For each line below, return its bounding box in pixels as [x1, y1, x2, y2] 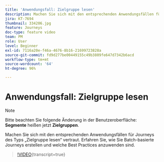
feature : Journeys [5, 25, 42, 30]
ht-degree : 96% [5, 66, 36, 71]
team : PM [5, 35, 23, 40]
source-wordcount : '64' [5, 61, 54, 66]
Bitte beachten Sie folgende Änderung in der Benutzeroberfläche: [5, 117, 137, 122]
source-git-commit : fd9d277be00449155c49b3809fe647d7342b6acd [5, 52, 134, 58]
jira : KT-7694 [5, 16, 34, 21]
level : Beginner [5, 43, 38, 48]
